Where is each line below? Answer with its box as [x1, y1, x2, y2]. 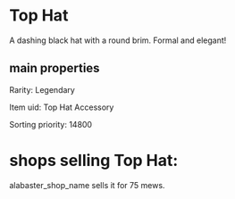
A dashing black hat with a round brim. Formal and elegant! [9, 35, 227, 46]
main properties [9, 61, 100, 76]
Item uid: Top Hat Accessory [9, 102, 114, 112]
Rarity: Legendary [9, 84, 76, 95]
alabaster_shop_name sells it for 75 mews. [9, 179, 165, 190]
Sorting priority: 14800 [9, 119, 92, 129]
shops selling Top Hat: [9, 150, 179, 170]
